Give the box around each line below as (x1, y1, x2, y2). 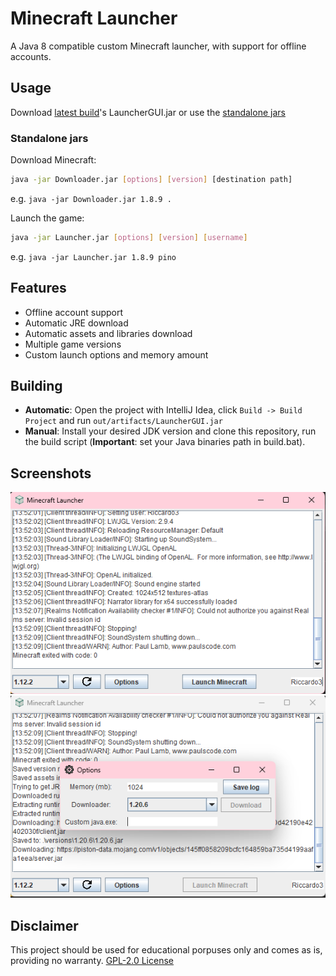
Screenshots (10, 465, 92, 482)
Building (10, 378, 63, 394)
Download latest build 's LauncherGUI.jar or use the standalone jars (10, 106, 286, 118)
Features (10, 280, 67, 297)
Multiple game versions (24, 338, 122, 350)
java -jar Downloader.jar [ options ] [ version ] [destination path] (10, 175, 293, 185)
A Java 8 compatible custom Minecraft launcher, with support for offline (10, 40, 307, 52)
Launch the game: (10, 212, 85, 224)
